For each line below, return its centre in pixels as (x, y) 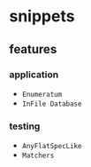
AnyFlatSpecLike (52, 147)
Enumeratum (42, 94)
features (33, 49)
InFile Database (52, 104)
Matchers (38, 156)
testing (25, 126)
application (34, 75)
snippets (42, 16)
